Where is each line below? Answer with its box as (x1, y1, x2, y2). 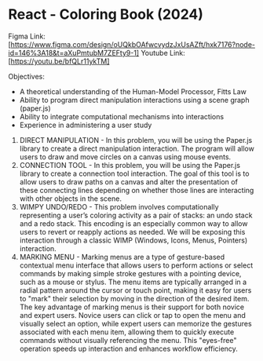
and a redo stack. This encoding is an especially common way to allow (19, 218, 248, 228)
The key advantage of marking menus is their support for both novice (19, 302, 245, 312)
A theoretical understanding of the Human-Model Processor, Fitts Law (19, 86, 247, 96)
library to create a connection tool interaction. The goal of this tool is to (19, 169, 250, 178)
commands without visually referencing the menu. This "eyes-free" (19, 335, 237, 345)
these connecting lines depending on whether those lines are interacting (19, 185, 254, 195)
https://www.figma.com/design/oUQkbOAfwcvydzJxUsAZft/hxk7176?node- (10, 39, 256, 49)
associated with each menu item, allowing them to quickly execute (19, 327, 235, 337)
